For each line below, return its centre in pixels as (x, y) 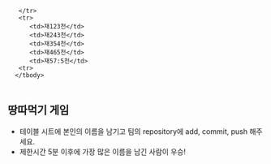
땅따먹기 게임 (39, 110)
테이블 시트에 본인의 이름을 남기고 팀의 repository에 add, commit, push (133, 131)
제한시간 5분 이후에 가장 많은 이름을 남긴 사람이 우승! (102, 151)
